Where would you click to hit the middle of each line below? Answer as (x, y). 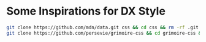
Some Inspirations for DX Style (86, 11)
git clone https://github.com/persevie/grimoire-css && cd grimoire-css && (105, 33)
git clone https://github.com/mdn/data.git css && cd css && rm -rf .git (103, 27)
